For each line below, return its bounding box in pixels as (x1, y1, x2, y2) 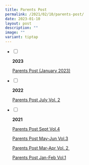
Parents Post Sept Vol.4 (12, 126, 60, 132)
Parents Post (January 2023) (12, 67, 71, 74)
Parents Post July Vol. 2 (12, 97, 60, 103)
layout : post (5, 21, 32, 26)
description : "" (5, 26, 38, 30)
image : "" (5, 30, 25, 35)
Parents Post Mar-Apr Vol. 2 (12, 145, 68, 151)
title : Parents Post (5, 7, 47, 12)
